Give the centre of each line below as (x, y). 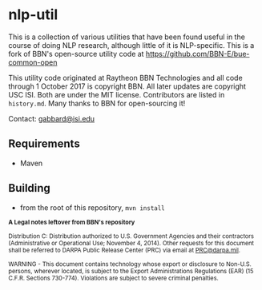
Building (29, 188)
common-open (33, 62)
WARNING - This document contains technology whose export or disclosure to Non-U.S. (130, 264)
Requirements (44, 144)
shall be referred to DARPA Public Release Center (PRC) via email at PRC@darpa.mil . (124, 250)
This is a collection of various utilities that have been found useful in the (127, 37)
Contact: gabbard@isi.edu (51, 118)
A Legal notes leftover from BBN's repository (72, 222)
